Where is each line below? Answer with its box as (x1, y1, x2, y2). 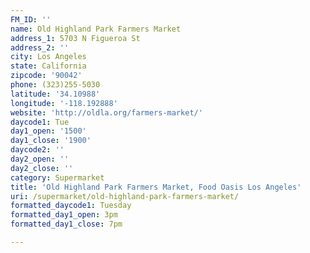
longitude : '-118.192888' (10, 98, 118, 108)
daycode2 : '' (10, 145, 65, 155)
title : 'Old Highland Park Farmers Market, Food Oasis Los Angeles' (10, 182, 302, 192)
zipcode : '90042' (10, 71, 83, 81)
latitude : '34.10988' (10, 89, 101, 99)
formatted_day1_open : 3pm (10, 210, 118, 220)
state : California (10, 61, 87, 71)
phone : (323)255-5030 (10, 80, 101, 90)
